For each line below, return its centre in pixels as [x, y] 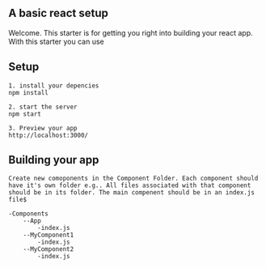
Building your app [54, 160]
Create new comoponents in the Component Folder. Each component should [133, 179]
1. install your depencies [54, 85]
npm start [25, 114]
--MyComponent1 [49, 235]
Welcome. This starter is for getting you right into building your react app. [131, 32]
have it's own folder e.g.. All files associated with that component [130, 185]
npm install [28, 92]
